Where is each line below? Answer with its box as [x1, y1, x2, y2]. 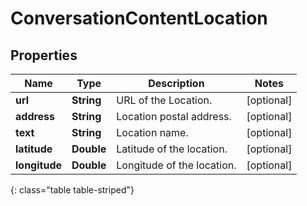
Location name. [116, 126, 189, 139]
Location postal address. [116, 110, 232, 123]
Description [148, 77, 205, 90]
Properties [10, 47, 78, 64]
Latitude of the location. [116, 142, 228, 156]
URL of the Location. [116, 93, 213, 107]
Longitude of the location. [116, 158, 237, 172]
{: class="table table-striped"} [10, 184, 135, 196]
